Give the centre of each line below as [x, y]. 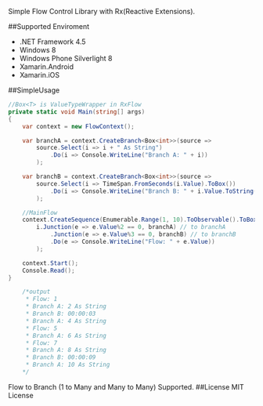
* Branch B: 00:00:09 [61, 357]
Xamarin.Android [47, 67]
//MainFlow [40, 212]
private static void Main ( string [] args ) [77, 112]
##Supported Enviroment [49, 26]
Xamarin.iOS [40, 75]
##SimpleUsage [34, 90]
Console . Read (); [49, 270]
